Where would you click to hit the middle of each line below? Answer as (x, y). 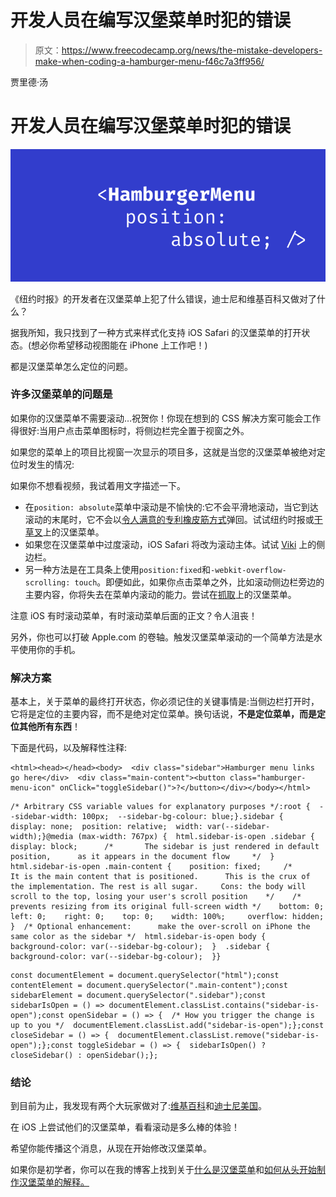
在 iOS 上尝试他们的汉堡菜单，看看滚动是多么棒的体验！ (125, 1127)
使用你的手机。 (49, 649)
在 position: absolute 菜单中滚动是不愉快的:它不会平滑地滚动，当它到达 (171, 507)
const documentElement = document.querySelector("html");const (145, 976)
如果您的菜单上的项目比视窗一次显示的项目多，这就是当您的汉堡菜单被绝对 (163, 452)
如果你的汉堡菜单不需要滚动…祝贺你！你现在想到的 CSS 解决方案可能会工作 (166, 418)
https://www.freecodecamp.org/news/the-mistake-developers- (192, 50)
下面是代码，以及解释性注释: (69, 748)
